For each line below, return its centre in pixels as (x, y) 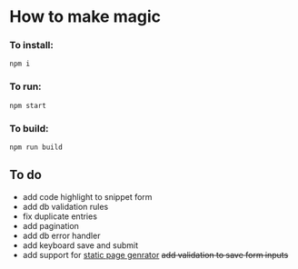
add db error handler (61, 235)
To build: (29, 128)
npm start (28, 105)
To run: (26, 86)
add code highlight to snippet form (87, 196)
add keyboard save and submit (80, 245)
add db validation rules (65, 206)
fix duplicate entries (60, 216)
